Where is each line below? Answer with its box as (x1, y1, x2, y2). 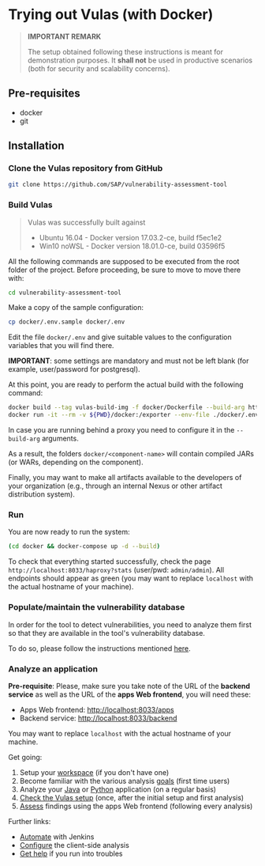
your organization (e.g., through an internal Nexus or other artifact (8, 481, 223, 491)
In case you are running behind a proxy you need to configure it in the (8, 425, 235, 435)
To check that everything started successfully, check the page (8, 557, 211, 566)
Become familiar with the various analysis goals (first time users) (19, 776, 230, 785)
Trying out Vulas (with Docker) (8, 6, 214, 24)
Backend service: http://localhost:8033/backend (19, 713, 177, 723)
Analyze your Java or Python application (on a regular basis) (19, 785, 217, 794)
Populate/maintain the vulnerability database (8, 602, 185, 613)
